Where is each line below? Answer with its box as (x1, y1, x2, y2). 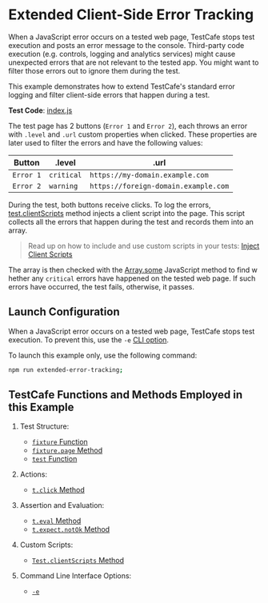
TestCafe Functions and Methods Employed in (8, 388, 242, 401)
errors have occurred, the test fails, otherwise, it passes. (8, 282, 194, 291)
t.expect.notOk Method (31, 525, 110, 534)
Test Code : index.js (8, 106, 73, 115)
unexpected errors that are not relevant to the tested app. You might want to (8, 58, 259, 67)
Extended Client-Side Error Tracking (8, 6, 254, 24)
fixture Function (31, 437, 88, 447)
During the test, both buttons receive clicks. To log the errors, (8, 200, 211, 210)
